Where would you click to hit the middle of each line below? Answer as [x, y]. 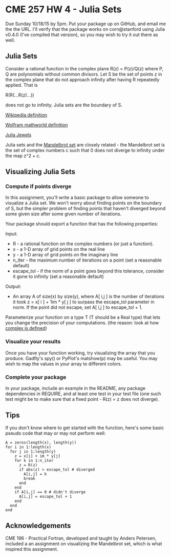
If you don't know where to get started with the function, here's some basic [85, 428]
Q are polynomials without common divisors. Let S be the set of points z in [84, 74]
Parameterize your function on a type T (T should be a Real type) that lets [83, 318]
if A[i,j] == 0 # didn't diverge [50, 492]
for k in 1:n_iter [34, 460]
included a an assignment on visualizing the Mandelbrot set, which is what [84, 544]
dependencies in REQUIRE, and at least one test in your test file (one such [83, 394]
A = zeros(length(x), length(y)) [41, 442]
